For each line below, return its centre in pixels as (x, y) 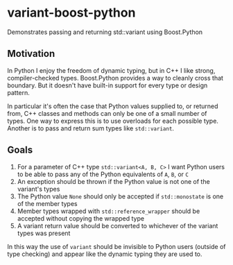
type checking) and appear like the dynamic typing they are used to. (105, 254)
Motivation (31, 54)
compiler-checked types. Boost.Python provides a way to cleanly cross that (115, 78)
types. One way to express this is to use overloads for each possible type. (113, 121)
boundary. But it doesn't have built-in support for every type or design (107, 85)
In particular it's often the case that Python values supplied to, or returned (113, 106)
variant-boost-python (71, 13)
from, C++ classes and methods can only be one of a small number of (107, 113)
